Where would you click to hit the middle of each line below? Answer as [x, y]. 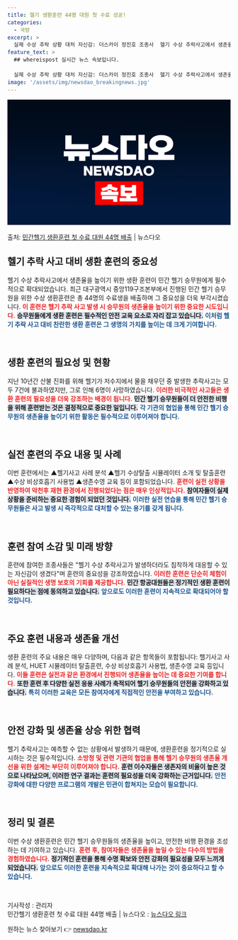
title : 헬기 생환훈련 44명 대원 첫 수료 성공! [67, 15]
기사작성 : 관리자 [30, 905]
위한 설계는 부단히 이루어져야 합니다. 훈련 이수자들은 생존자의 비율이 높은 [119, 766]
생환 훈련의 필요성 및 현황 [59, 362]
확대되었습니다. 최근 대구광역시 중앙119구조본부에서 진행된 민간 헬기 [119, 289]
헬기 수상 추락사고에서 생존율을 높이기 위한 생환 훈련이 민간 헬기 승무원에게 [110, 280]
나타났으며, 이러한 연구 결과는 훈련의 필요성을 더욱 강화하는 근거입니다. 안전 [123, 775]
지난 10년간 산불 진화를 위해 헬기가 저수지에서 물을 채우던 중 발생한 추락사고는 [114, 381]
